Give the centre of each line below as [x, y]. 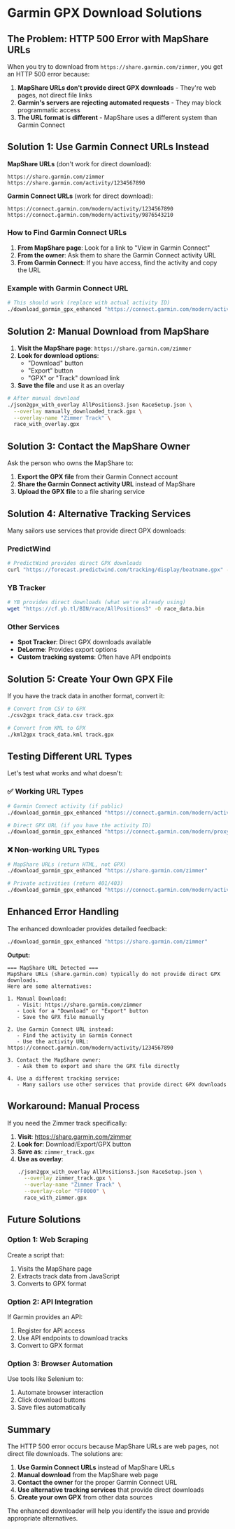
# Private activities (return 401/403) [65, 883]
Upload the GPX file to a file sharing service [81, 492]
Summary [29, 1429]
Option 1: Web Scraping [48, 1240]
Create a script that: [36, 1255]
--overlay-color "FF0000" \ [65, 1191]
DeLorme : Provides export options [67, 650]
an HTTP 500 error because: [49, 74]
